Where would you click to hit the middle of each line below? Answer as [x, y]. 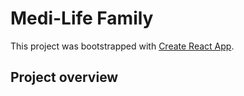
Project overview [64, 77]
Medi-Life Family [82, 18]
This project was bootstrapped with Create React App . [122, 46]
